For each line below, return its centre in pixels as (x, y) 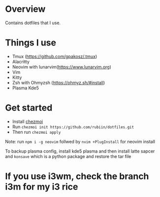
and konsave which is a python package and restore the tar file (68, 156)
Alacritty (21, 61)
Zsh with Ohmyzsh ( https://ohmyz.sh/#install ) (59, 82)
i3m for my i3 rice (42, 187)
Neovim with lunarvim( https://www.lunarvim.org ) (62, 67)
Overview (25, 9)
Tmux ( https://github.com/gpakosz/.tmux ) (55, 56)
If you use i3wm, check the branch (77, 176)
